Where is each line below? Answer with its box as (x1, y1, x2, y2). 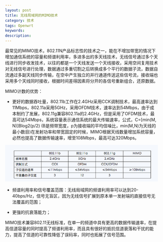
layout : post (5, 8, 32, 13)
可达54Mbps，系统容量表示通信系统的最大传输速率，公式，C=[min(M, (16, 117, 157, 122)
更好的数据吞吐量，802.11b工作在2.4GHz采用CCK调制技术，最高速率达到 (12, 99, 158, 104)
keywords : (5, 28, 25, 33)
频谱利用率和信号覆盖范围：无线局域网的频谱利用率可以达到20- (12, 187, 139, 193)
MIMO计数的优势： (5, 89, 43, 94)
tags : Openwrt (5, 23, 34, 28)
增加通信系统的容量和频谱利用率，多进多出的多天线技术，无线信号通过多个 (5, 54, 154, 60)
